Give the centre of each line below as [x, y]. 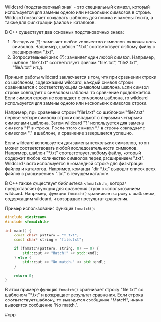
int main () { [18, 231]
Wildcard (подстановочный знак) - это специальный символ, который [77, 7]
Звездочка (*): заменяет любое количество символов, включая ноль [84, 42]
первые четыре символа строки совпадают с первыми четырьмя [73, 118]
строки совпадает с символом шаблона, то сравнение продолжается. [78, 93]
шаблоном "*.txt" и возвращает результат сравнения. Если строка [74, 295]
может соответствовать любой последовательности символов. [71, 148]
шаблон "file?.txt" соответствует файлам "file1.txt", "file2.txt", [75, 62]
